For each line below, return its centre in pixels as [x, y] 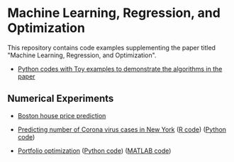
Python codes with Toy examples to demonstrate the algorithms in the [120, 69]
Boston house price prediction [62, 115]
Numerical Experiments [61, 99]
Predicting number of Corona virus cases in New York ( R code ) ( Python [122, 129]
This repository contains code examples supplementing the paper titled [112, 47]
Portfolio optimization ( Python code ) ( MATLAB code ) [94, 151]
